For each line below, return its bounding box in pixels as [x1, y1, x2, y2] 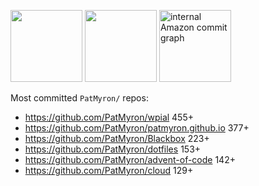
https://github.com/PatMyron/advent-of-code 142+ [24, 154, 236, 165]
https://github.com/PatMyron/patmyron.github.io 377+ [24, 122, 250, 134]
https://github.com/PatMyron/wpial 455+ [24, 111, 194, 123]
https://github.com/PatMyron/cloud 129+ [24, 165, 194, 176]
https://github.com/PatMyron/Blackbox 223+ [24, 133, 210, 144]
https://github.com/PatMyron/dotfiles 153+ [24, 143, 202, 155]
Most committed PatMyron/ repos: [10, 92, 149, 104]
